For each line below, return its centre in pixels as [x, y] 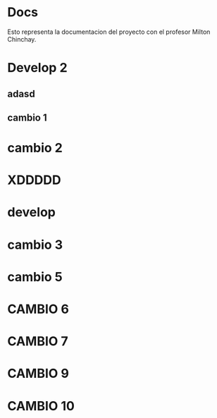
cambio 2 [35, 148]
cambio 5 [35, 277]
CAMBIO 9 [38, 374]
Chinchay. [22, 39]
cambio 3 [35, 245]
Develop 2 [38, 68]
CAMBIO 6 [38, 309]
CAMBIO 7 [38, 342]
